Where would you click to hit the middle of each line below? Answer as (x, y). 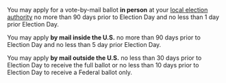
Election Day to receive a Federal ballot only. (70, 72)
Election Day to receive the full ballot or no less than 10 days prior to (103, 65)
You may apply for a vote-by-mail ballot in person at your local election (108, 10)
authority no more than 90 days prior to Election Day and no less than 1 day (113, 17)
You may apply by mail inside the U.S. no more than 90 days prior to (104, 37)
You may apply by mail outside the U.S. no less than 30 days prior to (104, 58)
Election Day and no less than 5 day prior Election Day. (84, 45)
